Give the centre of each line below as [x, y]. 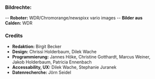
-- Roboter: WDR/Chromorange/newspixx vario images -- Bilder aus [74, 18]
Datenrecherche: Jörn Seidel [42, 72]
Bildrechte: [18, 7]
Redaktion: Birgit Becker [37, 46]
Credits [14, 36]
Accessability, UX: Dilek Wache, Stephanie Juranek [64, 67]
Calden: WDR [19, 23]
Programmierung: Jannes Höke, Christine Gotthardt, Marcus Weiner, [81, 57]
